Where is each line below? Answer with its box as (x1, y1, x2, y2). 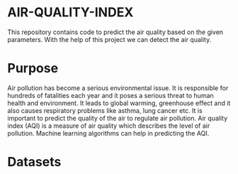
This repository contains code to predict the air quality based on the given (7, 28, 224, 36)
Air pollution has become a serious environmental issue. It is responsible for (7, 83, 229, 92)
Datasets (7, 154, 62, 170)
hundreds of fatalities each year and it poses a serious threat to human (7, 91, 214, 99)
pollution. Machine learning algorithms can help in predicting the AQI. (7, 129, 210, 137)
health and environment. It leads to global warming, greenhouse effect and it (7, 99, 231, 107)
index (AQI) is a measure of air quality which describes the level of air (7, 121, 210, 130)
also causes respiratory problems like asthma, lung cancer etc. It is (7, 106, 203, 114)
